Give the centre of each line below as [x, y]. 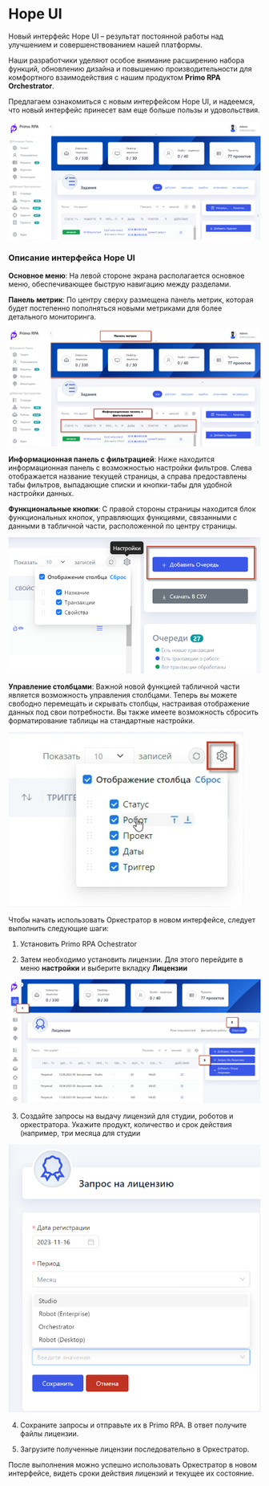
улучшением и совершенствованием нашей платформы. [105, 44]
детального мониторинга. [52, 316]
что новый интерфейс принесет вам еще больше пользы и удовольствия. [134, 110]
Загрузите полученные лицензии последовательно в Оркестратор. [134, 1449]
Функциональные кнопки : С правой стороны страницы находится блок [132, 509]
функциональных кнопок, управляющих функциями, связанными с [123, 518]
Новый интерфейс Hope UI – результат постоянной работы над [116, 36]
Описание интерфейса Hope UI [72, 258]
